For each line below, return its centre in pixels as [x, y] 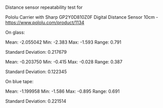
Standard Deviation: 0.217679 [36, 52]
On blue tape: [20, 81]
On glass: [15, 32]
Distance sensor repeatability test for [44, 7]
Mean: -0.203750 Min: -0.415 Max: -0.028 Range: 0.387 [64, 62]
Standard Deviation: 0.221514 [36, 101]
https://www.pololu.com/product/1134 [45, 23]
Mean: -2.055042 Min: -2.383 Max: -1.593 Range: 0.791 [63, 42]
